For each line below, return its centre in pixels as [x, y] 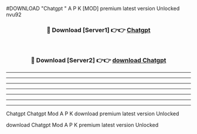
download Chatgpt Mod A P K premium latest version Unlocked [82, 125]
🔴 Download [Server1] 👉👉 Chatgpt [98, 30]
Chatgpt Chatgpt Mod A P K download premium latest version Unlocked [93, 114]
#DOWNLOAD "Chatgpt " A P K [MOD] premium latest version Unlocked [93, 8]
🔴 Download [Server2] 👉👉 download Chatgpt [98, 61]
